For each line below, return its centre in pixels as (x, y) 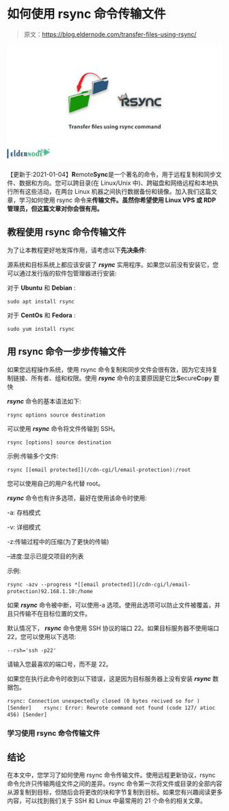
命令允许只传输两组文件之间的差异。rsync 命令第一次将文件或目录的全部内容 (114, 784)
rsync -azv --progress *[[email (53, 584)
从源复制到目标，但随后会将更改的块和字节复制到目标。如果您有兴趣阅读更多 (115, 793)
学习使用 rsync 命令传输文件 (54, 733)
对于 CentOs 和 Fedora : (42, 315)
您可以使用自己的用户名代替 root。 (56, 483)
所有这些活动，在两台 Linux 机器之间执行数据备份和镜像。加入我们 (106, 192)
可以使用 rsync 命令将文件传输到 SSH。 (63, 428)
